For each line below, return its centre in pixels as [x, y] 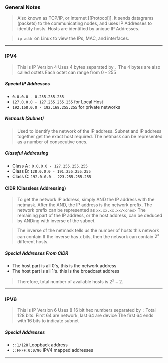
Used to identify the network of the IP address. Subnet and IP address [89, 131]
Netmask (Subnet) [25, 118]
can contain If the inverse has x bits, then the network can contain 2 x [88, 236]
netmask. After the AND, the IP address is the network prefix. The [85, 205]
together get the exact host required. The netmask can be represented [90, 136]
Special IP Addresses [28, 84]
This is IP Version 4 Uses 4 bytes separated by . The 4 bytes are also [89, 67]
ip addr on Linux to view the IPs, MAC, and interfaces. [73, 38]
